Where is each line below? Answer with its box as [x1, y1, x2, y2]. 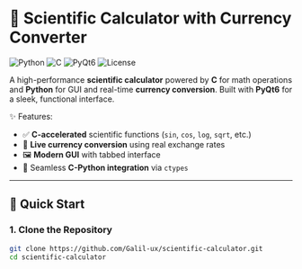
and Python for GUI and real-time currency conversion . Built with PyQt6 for [9, 84, 293, 94]
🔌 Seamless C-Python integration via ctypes [22, 162, 189, 173]
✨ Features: [9, 111, 53, 121]
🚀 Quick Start [9, 197, 85, 212]
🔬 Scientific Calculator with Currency [9, 8, 292, 29]
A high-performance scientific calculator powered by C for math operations [9, 74, 293, 85]
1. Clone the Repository [9, 224, 112, 237]
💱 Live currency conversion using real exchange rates [22, 139, 226, 149]
